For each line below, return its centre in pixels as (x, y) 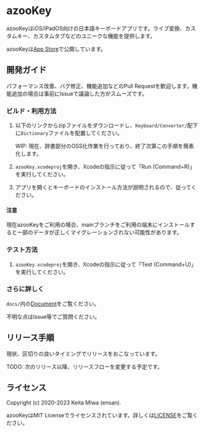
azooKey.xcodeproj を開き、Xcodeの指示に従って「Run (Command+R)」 (105, 167)
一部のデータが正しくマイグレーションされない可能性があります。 (100, 232)
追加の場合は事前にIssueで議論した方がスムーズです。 (79, 93)
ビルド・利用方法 (31, 111)
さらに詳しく (25, 289)
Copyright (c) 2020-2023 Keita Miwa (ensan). (64, 403)
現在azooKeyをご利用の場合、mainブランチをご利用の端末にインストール (98, 225)
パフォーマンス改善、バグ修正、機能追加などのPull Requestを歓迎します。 (99, 86)
